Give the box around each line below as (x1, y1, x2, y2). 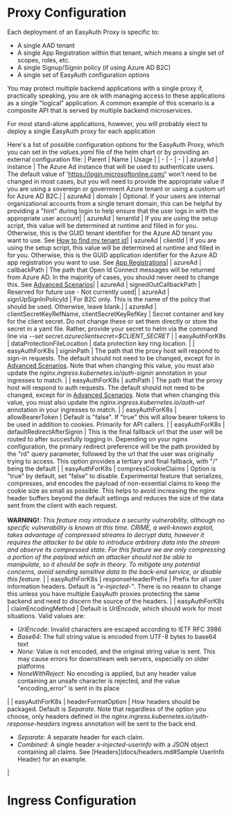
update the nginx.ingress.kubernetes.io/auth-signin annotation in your (7, 369, 207, 377)
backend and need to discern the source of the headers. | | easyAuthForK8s (7, 597, 225, 605)
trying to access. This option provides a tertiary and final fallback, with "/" (7, 457, 218, 465)
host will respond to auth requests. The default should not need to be (7, 383, 205, 392)
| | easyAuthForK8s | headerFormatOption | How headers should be (7, 697, 200, 706)
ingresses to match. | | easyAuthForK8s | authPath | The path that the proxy (7, 376, 223, 384)
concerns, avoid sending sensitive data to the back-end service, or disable (7, 567, 222, 576)
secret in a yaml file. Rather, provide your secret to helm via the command (7, 324, 218, 333)
